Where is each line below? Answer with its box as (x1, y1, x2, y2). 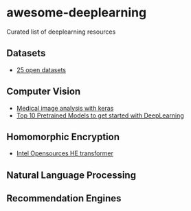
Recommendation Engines (6, 192, 122, 204)
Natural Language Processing (6, 169, 137, 181)
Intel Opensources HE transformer (16, 149, 114, 157)
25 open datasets (16, 65, 67, 74)
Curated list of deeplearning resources (6, 27, 116, 36)
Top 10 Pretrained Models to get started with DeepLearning (16, 111, 185, 120)
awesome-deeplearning (6, 5, 147, 21)
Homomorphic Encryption (6, 131, 120, 142)
